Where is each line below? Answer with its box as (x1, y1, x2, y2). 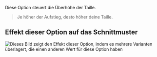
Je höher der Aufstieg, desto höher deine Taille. (17, 14, 113, 19)
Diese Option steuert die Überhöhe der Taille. (5, 5, 96, 10)
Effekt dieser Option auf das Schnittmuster (5, 28, 138, 37)
